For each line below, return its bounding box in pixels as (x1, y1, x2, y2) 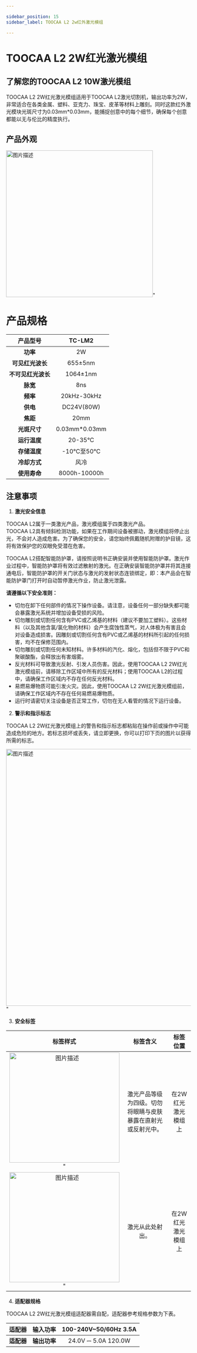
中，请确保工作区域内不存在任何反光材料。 (14, 675, 118, 682)
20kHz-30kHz (60, 392, 102, 400)
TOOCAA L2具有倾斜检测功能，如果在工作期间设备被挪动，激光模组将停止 (6, 528, 185, 535)
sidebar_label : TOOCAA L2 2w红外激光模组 (6, 19, 104, 25)
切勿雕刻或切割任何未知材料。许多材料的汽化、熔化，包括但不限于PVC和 (14, 646, 190, 653)
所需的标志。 (6, 737, 37, 744)
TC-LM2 (69, 336, 94, 345)
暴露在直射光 (127, 1116, 163, 1125)
